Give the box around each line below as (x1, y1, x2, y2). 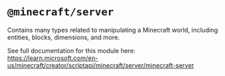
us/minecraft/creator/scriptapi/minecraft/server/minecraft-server (7, 61, 194, 69)
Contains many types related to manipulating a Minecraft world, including (7, 26, 218, 34)
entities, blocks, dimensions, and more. (7, 33, 120, 41)
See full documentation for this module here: (7, 46, 136, 55)
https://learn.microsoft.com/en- (7, 54, 99, 62)
